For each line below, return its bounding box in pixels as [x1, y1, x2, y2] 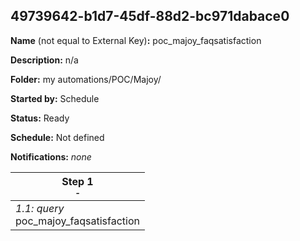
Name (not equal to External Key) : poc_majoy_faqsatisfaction [10, 34, 262, 46]
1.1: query [15, 201, 65, 215]
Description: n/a [10, 54, 79, 66]
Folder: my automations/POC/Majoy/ [10, 73, 162, 85]
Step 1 [61, 174, 94, 188]
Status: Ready [10, 112, 70, 124]
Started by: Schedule [10, 92, 100, 104]
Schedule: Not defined [10, 131, 105, 143]
